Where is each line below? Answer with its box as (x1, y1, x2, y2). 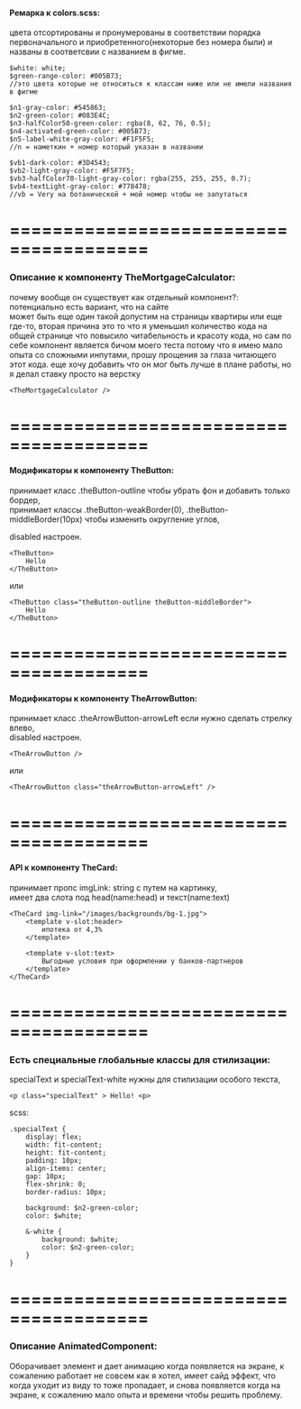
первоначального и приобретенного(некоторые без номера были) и (9, 37, 273, 48)
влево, (9, 722, 35, 734)
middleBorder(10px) (9, 514, 83, 525)
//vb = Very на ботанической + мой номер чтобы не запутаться (9, 190, 248, 199)
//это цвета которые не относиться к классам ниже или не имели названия (9, 79, 293, 89)
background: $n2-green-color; (25, 1203, 140, 1212)
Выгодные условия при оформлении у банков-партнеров (41, 956, 244, 965)
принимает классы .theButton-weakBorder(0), (9, 505, 185, 516)
